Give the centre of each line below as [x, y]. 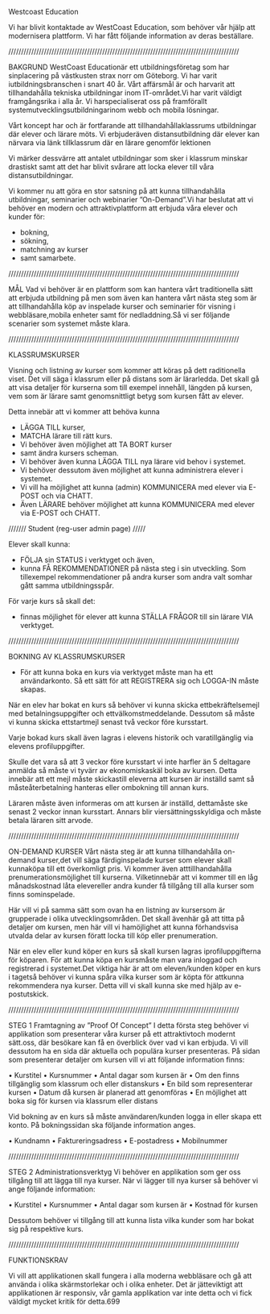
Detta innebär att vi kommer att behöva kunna [84, 412]
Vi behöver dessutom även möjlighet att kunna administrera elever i [131, 470]
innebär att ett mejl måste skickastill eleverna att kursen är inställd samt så [131, 779]
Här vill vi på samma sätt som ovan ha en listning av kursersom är [117, 910]
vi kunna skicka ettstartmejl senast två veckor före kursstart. [108, 722]
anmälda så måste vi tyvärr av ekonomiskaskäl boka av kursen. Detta [123, 770]
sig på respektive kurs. [46, 1229]
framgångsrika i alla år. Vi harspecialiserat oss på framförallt [108, 101]
